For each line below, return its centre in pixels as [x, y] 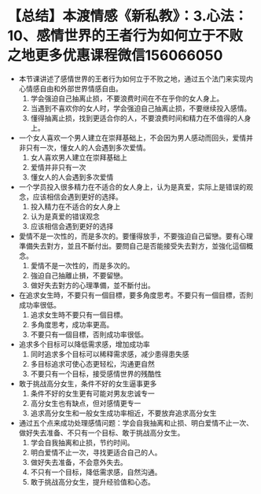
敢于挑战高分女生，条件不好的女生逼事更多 [88, 383]
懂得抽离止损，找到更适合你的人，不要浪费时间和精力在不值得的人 [137, 118]
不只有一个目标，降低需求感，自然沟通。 [96, 472]
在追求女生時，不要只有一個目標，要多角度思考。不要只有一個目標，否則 [136, 295]
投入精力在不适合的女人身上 [75, 206]
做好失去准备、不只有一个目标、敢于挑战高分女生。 [101, 433]
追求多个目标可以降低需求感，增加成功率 [84, 344]
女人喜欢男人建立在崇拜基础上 [79, 157]
